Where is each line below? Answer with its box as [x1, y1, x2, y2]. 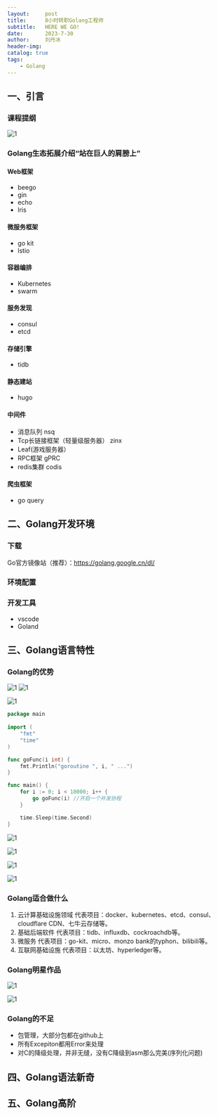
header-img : [7, 43, 42, 50]
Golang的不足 [7, 1014, 54, 1024]
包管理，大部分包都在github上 [17, 1031, 104, 1039]
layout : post [7, 10, 58, 18]
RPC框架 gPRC [17, 454, 61, 462]
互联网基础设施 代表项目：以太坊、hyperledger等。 [17, 945, 166, 954]
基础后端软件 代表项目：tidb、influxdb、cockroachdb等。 [17, 928, 184, 936]
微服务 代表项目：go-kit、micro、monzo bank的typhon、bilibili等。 [17, 937, 212, 945]
